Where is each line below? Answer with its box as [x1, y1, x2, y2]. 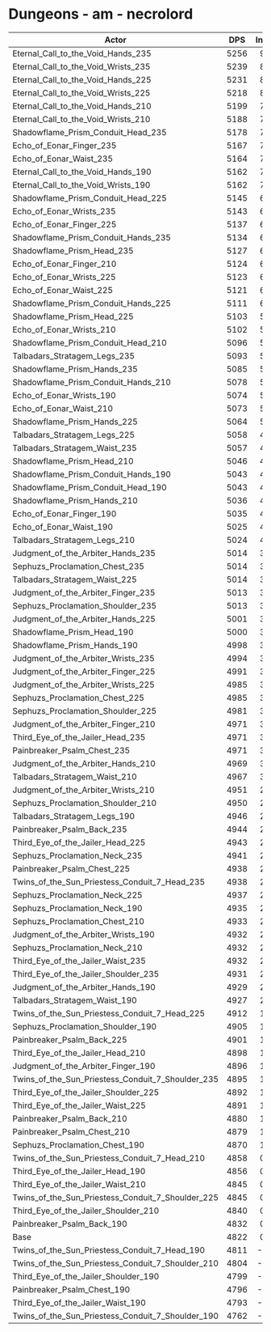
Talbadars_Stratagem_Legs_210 [12, 534, 135, 545]
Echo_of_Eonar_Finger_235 [12, 139, 117, 151]
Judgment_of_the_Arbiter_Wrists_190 [12, 928, 155, 940]
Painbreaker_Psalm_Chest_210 [12, 1126, 131, 1137]
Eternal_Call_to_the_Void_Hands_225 [12, 74, 152, 85]
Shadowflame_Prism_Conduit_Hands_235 [12, 231, 172, 243]
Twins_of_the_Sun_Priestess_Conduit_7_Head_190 [12, 1244, 206, 1255]
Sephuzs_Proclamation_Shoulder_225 [12, 705, 157, 716]
